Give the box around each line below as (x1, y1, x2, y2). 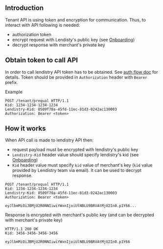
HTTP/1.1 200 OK (5, 227, 38, 231)
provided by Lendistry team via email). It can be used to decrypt (12, 167, 142, 173)
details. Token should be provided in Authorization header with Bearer (5, 74, 148, 80)
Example (5, 89, 23, 95)
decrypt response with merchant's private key (12, 41, 105, 48)
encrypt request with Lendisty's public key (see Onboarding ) (12, 37, 135, 42)
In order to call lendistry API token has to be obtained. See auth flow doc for (5, 69, 158, 75)
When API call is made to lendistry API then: (5, 137, 94, 143)
